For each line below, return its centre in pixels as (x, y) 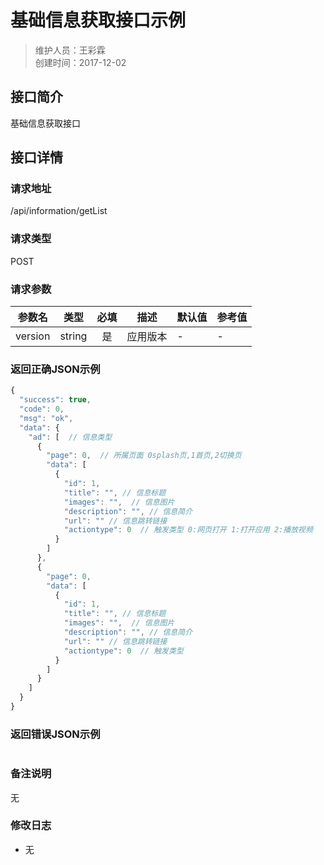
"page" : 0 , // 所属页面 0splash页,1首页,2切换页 (144, 456)
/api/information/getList (59, 211)
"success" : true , (55, 400)
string (73, 336)
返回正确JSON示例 (55, 369)
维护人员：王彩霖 (70, 50)
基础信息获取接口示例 (98, 20)
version (33, 336)
